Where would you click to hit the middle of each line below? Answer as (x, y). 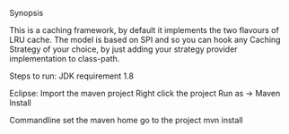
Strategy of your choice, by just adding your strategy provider (123, 49)
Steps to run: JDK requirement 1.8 (72, 76)
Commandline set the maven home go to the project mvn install (127, 120)
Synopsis (26, 13)
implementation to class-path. (65, 59)
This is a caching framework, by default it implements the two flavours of (144, 30)
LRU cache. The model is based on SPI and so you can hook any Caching (145, 40)
